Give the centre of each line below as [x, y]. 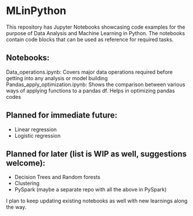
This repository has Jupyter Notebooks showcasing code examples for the [96, 27]
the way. [16, 207]
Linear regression [36, 129]
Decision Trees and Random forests [57, 177]
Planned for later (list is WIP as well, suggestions [96, 154]
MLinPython [36, 11]
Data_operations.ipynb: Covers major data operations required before [90, 72]
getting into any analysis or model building [57, 78]
